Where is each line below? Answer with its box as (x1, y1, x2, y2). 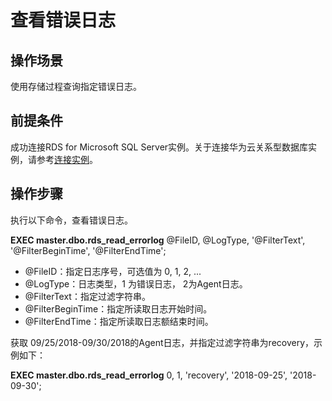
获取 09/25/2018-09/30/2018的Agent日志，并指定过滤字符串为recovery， (10, 336, 315, 348)
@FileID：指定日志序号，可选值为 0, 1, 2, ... (24, 265, 202, 277)
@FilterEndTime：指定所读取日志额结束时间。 (24, 315, 214, 327)
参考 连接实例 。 (36, 153, 98, 165)
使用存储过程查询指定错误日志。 (10, 81, 142, 92)
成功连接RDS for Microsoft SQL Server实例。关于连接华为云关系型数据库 (10, 141, 309, 153)
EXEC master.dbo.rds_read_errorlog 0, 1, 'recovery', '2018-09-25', (10, 369, 288, 381)
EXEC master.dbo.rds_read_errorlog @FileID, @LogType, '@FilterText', (10, 234, 306, 246)
